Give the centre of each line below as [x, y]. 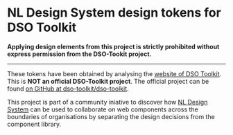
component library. [34, 124]
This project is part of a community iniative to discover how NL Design [107, 102]
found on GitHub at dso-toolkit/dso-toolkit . [68, 89]
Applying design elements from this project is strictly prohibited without [113, 46]
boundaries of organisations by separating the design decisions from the [111, 116]
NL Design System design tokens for [114, 13]
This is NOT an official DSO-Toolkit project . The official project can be [108, 81]
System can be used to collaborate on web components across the [103, 109]
